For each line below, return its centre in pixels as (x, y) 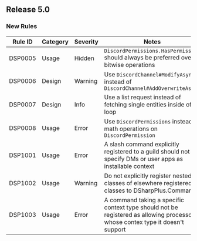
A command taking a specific (144, 200)
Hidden (84, 58)
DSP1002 (23, 183)
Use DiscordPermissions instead (148, 121)
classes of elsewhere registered (148, 183)
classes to (118, 190)
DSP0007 (23, 104)
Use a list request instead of (143, 97)
